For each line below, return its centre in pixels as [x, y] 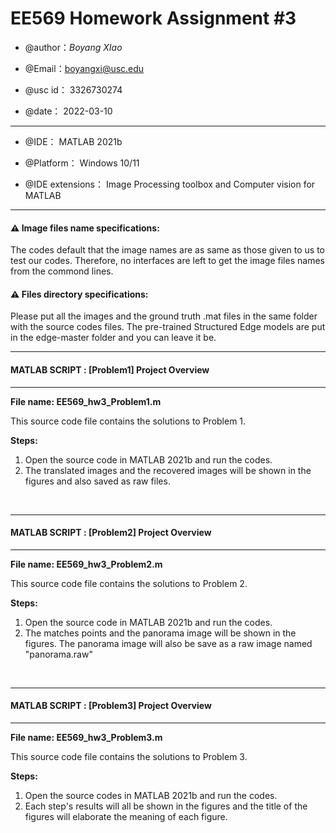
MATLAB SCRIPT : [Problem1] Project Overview [110, 369]
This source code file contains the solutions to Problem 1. [128, 421]
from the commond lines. [62, 271]
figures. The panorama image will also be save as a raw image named [168, 643]
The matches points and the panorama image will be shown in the [160, 633]
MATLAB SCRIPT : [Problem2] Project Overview [111, 533]
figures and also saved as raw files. [97, 481]
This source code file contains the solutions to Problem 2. [129, 583]
